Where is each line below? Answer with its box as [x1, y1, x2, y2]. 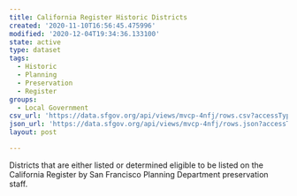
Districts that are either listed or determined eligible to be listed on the [9, 160, 263, 170]
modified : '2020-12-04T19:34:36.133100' [9, 29, 161, 38]
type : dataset [9, 46, 62, 55]
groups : [9, 94, 38, 104]
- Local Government [17, 103, 89, 112]
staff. [9, 178, 28, 189]
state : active [9, 37, 62, 47]
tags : [9, 54, 29, 63]
